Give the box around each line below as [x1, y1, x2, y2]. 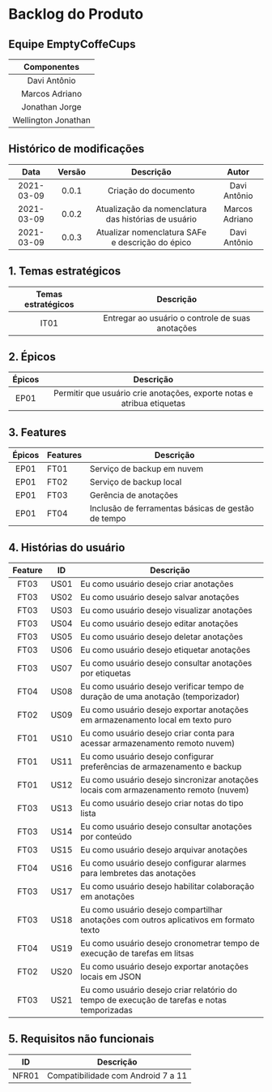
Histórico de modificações [8, 142, 145, 156]
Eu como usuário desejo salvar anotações [80, 592, 240, 603]
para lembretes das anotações [80, 868, 197, 879]
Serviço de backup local [89, 477, 182, 488]
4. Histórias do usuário [8, 541, 125, 555]
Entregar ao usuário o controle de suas [103, 312, 251, 323]
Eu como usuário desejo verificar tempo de [80, 681, 244, 693]
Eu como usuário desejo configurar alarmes [80, 857, 247, 869]
